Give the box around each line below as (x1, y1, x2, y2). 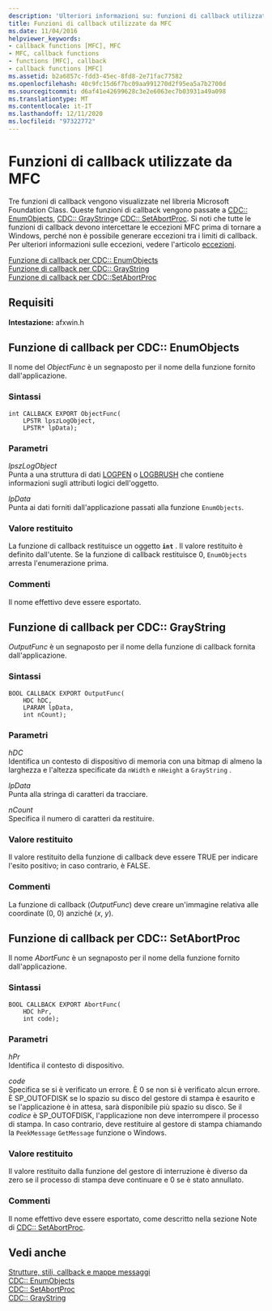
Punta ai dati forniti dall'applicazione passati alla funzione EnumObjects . (8, 503, 244, 512)
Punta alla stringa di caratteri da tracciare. (8, 790, 148, 799)
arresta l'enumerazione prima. (8, 559, 109, 568)
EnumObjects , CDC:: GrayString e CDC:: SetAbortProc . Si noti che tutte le (8, 213, 252, 223)
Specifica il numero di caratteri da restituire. (8, 814, 155, 824)
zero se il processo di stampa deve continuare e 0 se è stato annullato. (8, 1175, 244, 1185)
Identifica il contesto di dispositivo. (8, 1060, 125, 1070)
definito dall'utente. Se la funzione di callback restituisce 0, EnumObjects (8, 550, 248, 559)
